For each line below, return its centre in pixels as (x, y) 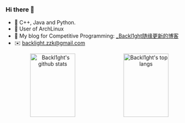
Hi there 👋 (20, 10)
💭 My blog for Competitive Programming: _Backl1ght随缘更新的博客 (96, 36)
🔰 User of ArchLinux (39, 29)
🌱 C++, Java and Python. (45, 23)
